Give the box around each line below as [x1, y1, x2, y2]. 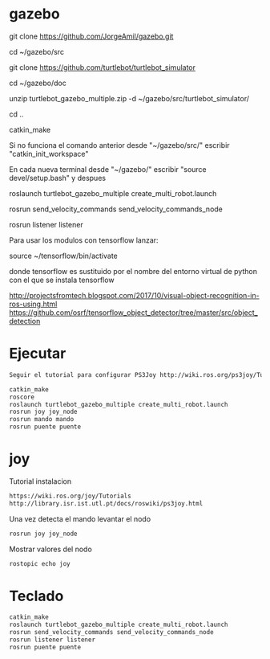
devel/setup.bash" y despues [9, 173, 107, 182]
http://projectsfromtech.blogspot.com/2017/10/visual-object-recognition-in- [9, 290, 260, 300]
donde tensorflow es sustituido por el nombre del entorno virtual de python [9, 266, 257, 276]
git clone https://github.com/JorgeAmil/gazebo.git [9, 31, 174, 41]
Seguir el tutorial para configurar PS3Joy [9, 370, 157, 379]
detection [9, 316, 41, 325]
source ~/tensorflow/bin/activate [9, 251, 119, 260]
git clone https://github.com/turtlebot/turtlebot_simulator [9, 62, 195, 72]
